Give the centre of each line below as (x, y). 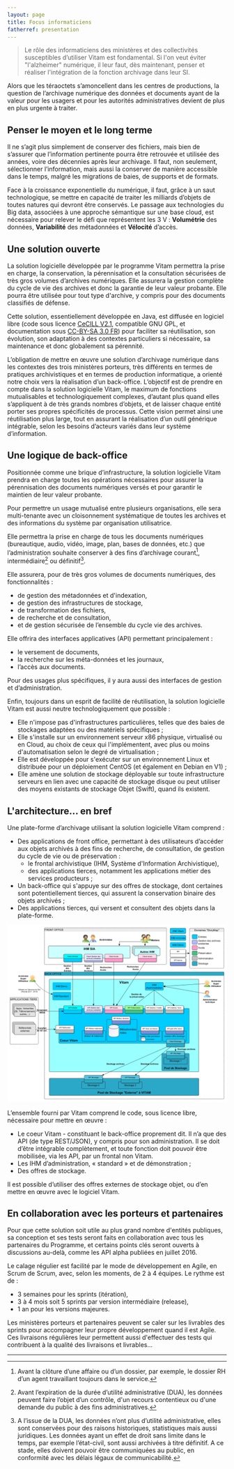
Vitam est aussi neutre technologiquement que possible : (89, 709)
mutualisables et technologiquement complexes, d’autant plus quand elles (113, 397)
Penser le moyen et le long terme (80, 130)
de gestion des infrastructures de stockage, (80, 603)
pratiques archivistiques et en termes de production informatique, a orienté (115, 374)
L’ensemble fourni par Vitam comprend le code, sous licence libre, (102, 1113)
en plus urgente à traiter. (42, 108)
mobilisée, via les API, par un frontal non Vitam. (85, 1156)
